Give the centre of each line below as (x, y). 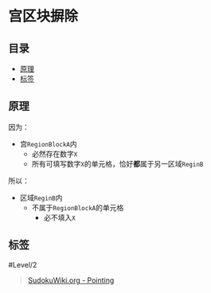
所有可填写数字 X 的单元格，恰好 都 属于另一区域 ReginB (117, 163)
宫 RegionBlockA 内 (48, 143)
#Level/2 (23, 264)
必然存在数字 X (55, 154)
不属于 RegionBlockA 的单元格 (78, 207)
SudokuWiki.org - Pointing (71, 280)
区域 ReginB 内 (41, 197)
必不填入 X (59, 217)
